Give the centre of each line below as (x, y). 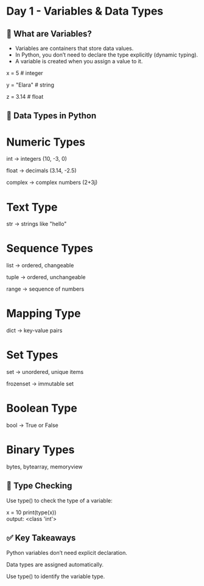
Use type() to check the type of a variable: (59, 500)
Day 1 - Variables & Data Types (85, 11)
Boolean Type (42, 408)
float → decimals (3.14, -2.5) (41, 171)
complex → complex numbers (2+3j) (52, 182)
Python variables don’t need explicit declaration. (67, 552)
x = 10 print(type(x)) (31, 512)
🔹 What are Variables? (49, 34)
